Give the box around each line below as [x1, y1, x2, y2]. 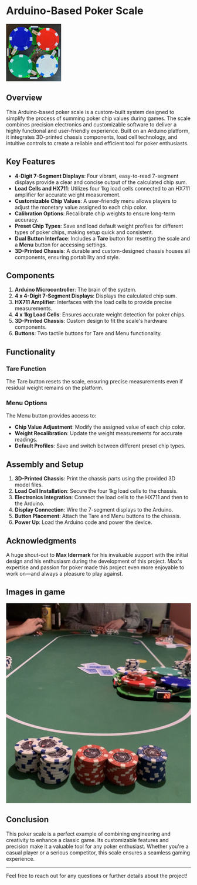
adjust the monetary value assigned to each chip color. [14, 203, 148, 211]
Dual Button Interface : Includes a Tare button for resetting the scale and [14, 235, 191, 242]
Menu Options [6, 399, 47, 407]
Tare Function [6, 365, 46, 373]
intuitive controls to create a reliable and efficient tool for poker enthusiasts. [6, 139, 189, 146]
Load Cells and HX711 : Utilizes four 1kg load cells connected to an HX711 [14, 185, 191, 192]
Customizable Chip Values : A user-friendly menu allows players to [14, 197, 177, 204]
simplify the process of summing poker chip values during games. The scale [6, 115, 191, 122]
